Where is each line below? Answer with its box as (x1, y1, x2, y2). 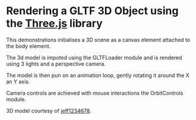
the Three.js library (6, 17, 103, 30)
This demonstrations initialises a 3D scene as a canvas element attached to (6, 36, 191, 43)
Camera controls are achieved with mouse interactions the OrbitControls (6, 89, 184, 96)
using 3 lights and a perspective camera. (6, 60, 106, 67)
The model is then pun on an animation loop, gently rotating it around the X (6, 72, 190, 79)
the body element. (6, 43, 51, 50)
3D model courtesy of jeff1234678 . (6, 107, 91, 114)
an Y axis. (6, 78, 30, 85)
